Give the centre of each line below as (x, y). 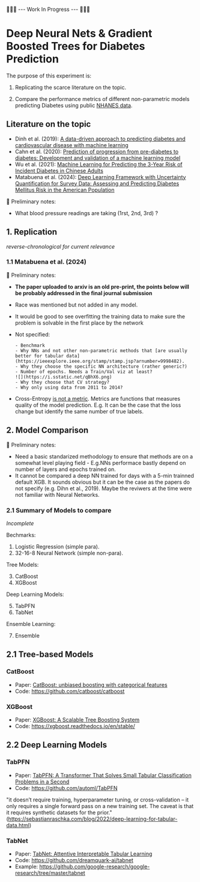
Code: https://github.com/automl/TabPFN (66, 788)
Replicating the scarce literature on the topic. (71, 87)
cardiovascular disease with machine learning (72, 145)
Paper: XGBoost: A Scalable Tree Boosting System (77, 719)
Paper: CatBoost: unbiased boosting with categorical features (91, 684)
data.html (18, 825)
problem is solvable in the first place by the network (79, 323)
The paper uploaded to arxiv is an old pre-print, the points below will (102, 287)
